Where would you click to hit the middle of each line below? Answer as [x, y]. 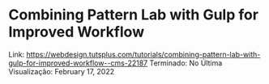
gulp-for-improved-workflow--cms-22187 [78, 63]
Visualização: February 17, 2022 [62, 71]
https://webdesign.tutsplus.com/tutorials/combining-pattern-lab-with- [143, 54]
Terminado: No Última [186, 63]
